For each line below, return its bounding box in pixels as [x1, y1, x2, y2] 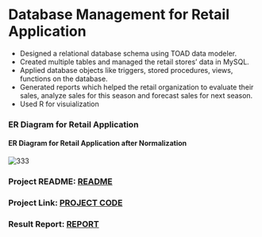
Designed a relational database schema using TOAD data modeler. [19, 48, 237, 58]
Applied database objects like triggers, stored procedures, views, [19, 65, 233, 75]
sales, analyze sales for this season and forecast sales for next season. [19, 90, 253, 100]
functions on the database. [19, 74, 109, 83]
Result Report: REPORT [8, 218, 99, 229]
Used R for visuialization [19, 99, 99, 109]
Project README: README [8, 176, 113, 187]
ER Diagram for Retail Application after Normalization [8, 139, 187, 148]
